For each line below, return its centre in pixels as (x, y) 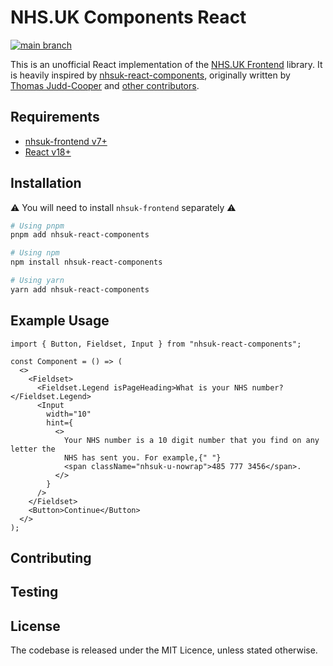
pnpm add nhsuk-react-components (80, 235)
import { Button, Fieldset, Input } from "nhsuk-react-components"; (156, 344)
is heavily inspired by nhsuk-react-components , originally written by (150, 75)
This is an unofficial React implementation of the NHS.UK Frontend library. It (166, 64)
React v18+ (48, 152)
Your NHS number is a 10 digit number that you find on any (191, 440)
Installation (46, 183)
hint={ (60, 422)
